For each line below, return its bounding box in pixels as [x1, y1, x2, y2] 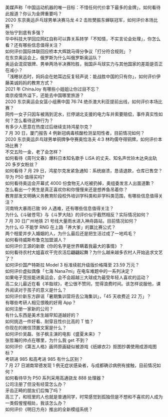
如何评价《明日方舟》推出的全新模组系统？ [5, 406, 93, 412]
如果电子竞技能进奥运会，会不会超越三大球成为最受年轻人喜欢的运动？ [5, 274, 150, 280]
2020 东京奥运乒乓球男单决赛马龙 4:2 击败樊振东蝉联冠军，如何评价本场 [5, 17, 154, 23]
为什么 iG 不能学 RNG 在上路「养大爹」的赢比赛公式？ [5, 224, 116, 230]
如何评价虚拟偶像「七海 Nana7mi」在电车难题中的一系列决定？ [5, 268, 134, 274]
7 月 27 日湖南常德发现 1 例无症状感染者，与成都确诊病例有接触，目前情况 [5, 362, 156, 368]
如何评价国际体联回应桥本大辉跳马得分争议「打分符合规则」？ [5, 48, 132, 54]
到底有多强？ [18, 30, 45, 35]
